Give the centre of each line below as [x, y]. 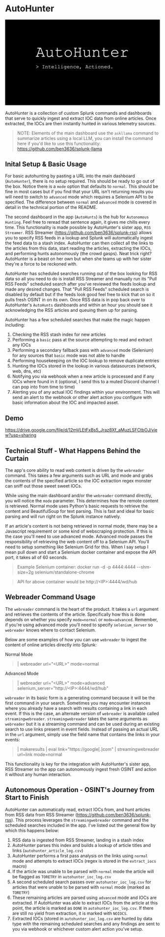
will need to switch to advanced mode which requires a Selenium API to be [79, 197]
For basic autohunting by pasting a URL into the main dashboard [70, 176]
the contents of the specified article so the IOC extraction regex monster [79, 480]
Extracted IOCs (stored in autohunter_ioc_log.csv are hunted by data [82, 918]
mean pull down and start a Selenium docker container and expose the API [81, 552]
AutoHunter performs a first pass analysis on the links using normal [80, 856]
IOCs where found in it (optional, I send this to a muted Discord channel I [85, 382]
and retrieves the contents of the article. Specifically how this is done [75, 614]
